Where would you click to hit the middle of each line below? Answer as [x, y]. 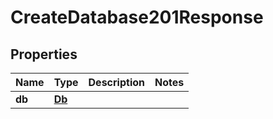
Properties [44, 54]
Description [116, 82]
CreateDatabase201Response [137, 17]
